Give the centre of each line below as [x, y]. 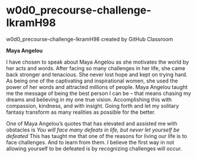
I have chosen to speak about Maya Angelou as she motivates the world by [98, 62]
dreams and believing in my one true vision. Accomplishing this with [89, 99]
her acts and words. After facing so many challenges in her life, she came [96, 68]
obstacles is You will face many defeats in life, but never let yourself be [93, 130]
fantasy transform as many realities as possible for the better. [81, 112]
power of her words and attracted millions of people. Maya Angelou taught [97, 87]
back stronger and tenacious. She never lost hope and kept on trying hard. [97, 74]
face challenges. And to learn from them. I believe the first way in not [90, 142]
